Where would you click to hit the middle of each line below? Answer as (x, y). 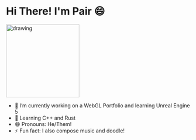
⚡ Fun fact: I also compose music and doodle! (69, 131)
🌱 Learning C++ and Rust (45, 118)
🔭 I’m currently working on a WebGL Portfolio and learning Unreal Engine (102, 105)
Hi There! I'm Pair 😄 (56, 11)
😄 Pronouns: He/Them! (43, 124)
